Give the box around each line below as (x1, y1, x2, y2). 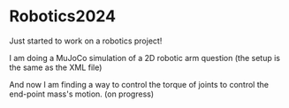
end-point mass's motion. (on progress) (9, 89, 155, 99)
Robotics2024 (9, 6, 117, 27)
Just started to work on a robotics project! (9, 35, 163, 46)
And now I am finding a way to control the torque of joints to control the (9, 79, 270, 89)
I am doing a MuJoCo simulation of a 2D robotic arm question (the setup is (9, 52, 281, 63)
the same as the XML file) (9, 62, 103, 73)
